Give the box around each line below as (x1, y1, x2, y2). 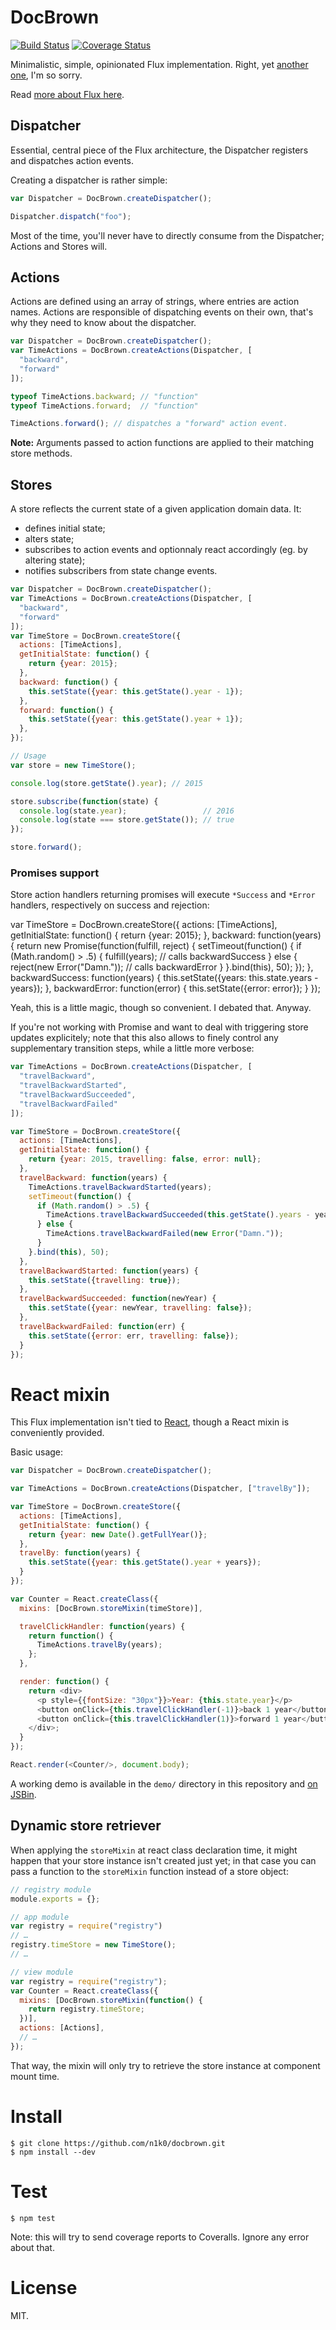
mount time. (10, 2070, 60, 2082)
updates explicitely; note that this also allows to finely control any (10, 1032, 279, 1044)
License (10, 2276, 78, 2299)
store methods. (10, 447, 73, 460)
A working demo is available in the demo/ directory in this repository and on (10, 1777, 318, 1790)
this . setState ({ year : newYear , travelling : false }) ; (28, 1303, 253, 1313)
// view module (10, 1967, 74, 1977)
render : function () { (19, 1677, 110, 1687)
